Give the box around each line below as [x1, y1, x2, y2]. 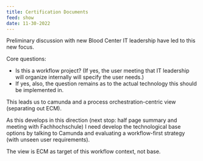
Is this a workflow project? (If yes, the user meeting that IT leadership [15, 67, 190, 74]
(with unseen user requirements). [6, 136, 90, 143]
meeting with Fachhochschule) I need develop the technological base [6, 123, 181, 131]
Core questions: [6, 55, 47, 63]
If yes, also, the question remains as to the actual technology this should [15, 80, 197, 87]
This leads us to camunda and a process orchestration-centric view [6, 98, 176, 106]
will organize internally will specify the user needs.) [15, 74, 144, 81]
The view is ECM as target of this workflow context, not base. [6, 148, 161, 156]
